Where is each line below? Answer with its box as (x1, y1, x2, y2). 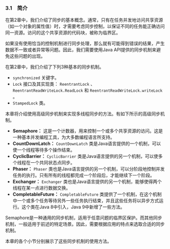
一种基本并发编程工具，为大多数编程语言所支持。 (12, 134, 115, 140)
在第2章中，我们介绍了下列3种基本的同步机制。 (5, 64, 104, 70)
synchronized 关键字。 (12, 75, 59, 81)
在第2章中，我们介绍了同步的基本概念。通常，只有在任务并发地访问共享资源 (5, 17, 163, 23)
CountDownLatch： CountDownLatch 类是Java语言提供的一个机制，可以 (12, 140, 161, 147)
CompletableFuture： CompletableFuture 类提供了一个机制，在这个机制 (12, 191, 162, 197)
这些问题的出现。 (9, 53, 46, 59)
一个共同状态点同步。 (30, 160, 75, 166)
